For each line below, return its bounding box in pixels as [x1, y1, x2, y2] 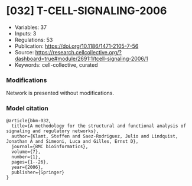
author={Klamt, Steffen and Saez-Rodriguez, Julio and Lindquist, [11, 133, 178, 139]
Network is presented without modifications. [6, 90, 114, 97]
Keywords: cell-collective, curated [14, 61, 98, 68]
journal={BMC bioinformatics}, [11, 143, 89, 149]
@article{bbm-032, [6, 118, 51, 123]
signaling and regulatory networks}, [6, 128, 99, 134]
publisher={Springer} [11, 169, 65, 175]
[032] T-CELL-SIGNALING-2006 [6, 4, 167, 18]
